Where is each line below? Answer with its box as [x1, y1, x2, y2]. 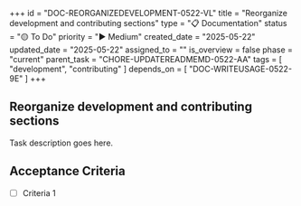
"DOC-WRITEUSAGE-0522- [188, 63, 292, 74]
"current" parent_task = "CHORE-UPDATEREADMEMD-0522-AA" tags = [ [9, 54, 283, 64]
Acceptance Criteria [9, 164, 126, 179]
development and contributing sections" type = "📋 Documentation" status [9, 18, 287, 28]
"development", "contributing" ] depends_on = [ [9, 63, 188, 74]
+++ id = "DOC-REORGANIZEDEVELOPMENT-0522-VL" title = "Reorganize [9, 8, 287, 18]
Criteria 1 [22, 187, 56, 198]
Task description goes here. [9, 137, 114, 148]
